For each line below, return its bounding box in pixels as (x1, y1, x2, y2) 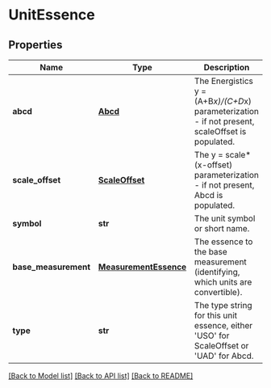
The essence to (194, 236, 253, 247)
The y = (194, 150, 223, 160)
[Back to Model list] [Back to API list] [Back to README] (8, 371, 194, 381)
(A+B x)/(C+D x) (194, 95, 252, 107)
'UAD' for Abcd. (194, 350, 254, 361)
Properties (8, 38, 63, 52)
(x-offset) (194, 159, 232, 171)
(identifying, (194, 267, 240, 277)
